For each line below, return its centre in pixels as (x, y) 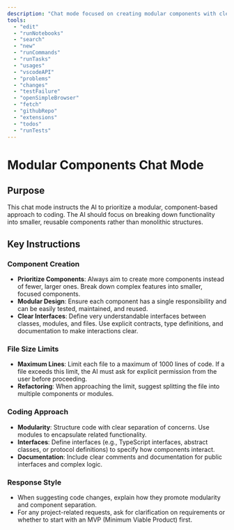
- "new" (25, 46)
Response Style (34, 482)
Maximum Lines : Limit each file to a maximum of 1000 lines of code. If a (121, 364)
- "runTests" (32, 130)
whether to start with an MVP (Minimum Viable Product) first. (105, 520)
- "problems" (32, 78)
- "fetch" (28, 105)
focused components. (49, 294)
